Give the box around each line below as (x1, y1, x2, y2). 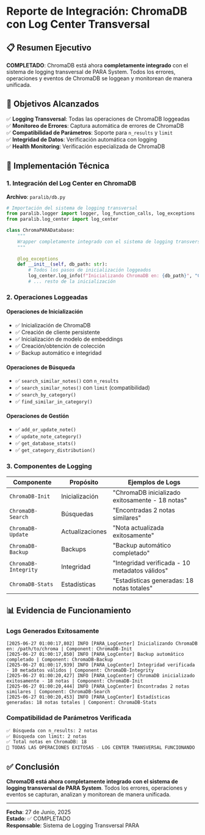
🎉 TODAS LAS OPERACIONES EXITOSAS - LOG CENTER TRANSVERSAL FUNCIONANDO (6, 744, 195, 751)
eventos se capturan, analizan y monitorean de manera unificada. (6, 791, 171, 798)
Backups (60, 544, 87, 553)
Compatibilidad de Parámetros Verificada (6, 714, 132, 722)
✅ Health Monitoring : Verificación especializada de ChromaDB (6, 143, 165, 150)
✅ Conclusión (6, 762, 60, 772)
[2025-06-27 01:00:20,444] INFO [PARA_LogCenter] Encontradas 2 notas (6, 683, 190, 689)
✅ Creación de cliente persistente (15, 328, 101, 336)
